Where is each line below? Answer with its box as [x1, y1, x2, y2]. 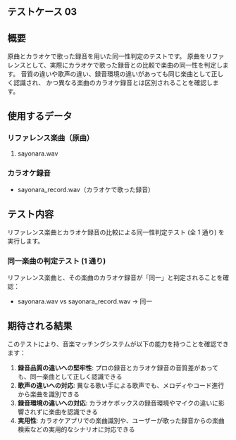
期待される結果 [7, 320, 73, 332]
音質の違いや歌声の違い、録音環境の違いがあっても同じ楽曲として [20, 70, 211, 78]
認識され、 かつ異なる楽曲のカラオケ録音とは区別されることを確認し [13, 79, 213, 87]
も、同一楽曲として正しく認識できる [17, 372, 123, 381]
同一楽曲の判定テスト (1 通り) [7, 256, 106, 265]
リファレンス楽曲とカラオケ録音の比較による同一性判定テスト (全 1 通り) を [7, 228, 225, 237]
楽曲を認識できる [48, 408, 99, 416]
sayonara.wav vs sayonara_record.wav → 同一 [17, 297, 153, 306]
